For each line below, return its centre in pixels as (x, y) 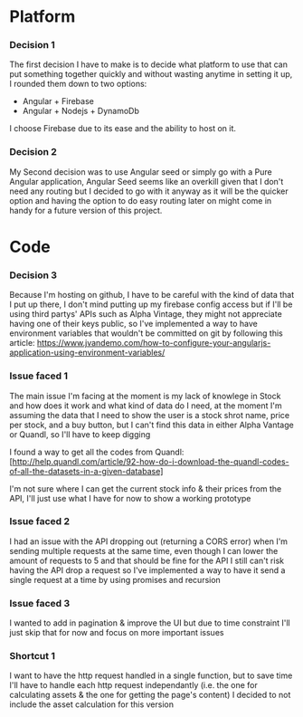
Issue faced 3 (40, 603)
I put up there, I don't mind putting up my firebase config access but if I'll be (151, 304)
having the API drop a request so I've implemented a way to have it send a (147, 570)
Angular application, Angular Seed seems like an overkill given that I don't (147, 181)
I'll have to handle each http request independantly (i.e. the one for (133, 685)
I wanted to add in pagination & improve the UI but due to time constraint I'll (150, 623)
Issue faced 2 (40, 521)
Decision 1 (33, 45)
